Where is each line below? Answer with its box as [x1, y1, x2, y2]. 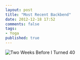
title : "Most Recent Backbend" [5, 12, 71, 17]
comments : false [5, 21, 39, 27]
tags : [5, 26, 17, 31]
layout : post [5, 7, 33, 13]
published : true [5, 36, 39, 41]
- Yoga [5, 31, 19, 36]
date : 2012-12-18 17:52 [5, 17, 56, 22]
